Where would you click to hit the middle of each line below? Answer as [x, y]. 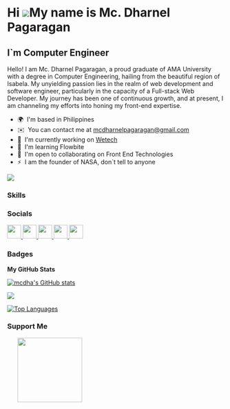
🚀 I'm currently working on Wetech [67, 140]
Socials [20, 213]
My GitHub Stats [31, 269]
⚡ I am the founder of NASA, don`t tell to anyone [86, 162]
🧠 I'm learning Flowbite [51, 147]
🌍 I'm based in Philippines [55, 119]
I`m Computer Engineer [58, 53]
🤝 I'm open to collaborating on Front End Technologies [95, 154]
